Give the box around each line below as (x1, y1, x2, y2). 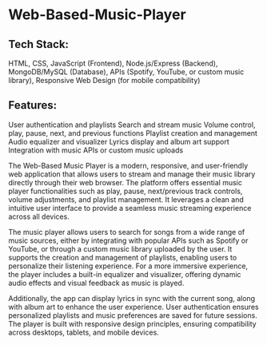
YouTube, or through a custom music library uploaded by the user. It (8, 244, 233, 253)
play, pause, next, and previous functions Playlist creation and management (8, 128, 258, 137)
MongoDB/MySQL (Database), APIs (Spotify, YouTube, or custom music (8, 67, 245, 77)
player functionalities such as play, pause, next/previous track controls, (8, 186, 243, 196)
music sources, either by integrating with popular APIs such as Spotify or (8, 236, 249, 245)
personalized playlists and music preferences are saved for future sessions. (8, 310, 257, 320)
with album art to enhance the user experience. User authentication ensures (8, 302, 259, 311)
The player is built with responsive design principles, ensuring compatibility (8, 319, 257, 328)
